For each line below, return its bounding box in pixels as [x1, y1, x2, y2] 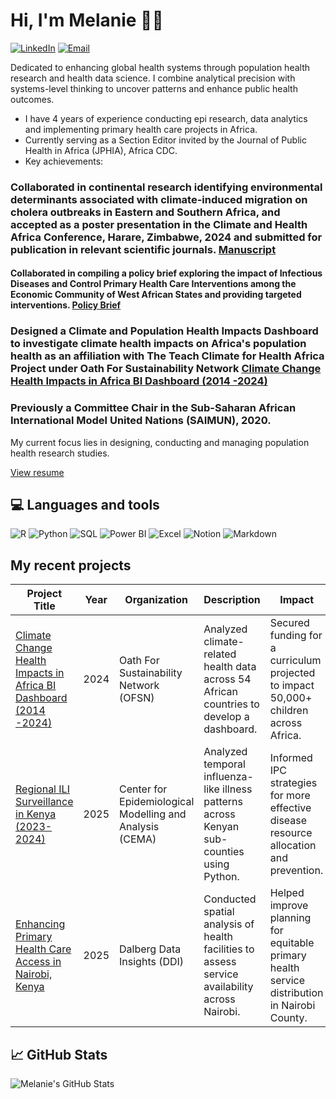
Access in [15, 955, 62, 969]
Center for [119, 782, 168, 796]
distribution [269, 986, 324, 1000]
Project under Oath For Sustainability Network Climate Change [10, 362, 322, 376]
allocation [269, 839, 317, 853]
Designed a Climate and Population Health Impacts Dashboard [10, 324, 319, 338]
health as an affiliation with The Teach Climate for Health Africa [10, 349, 325, 363]
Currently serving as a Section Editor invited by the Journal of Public [24, 134, 307, 146]
